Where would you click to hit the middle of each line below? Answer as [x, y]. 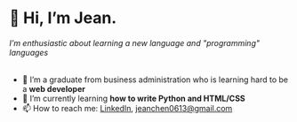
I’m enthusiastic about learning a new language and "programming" [135, 42]
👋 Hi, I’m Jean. [63, 18]
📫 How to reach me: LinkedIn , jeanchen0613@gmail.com [127, 109]
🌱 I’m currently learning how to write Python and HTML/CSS [134, 99]
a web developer [54, 89]
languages [29, 52]
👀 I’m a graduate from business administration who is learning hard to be [155, 80]
